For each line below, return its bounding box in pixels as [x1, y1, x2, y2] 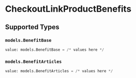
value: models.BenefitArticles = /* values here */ [5, 69, 113, 74]
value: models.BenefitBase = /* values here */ [5, 47, 105, 52]
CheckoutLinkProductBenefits [5, 3, 132, 15]
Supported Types [5, 23, 60, 31]
